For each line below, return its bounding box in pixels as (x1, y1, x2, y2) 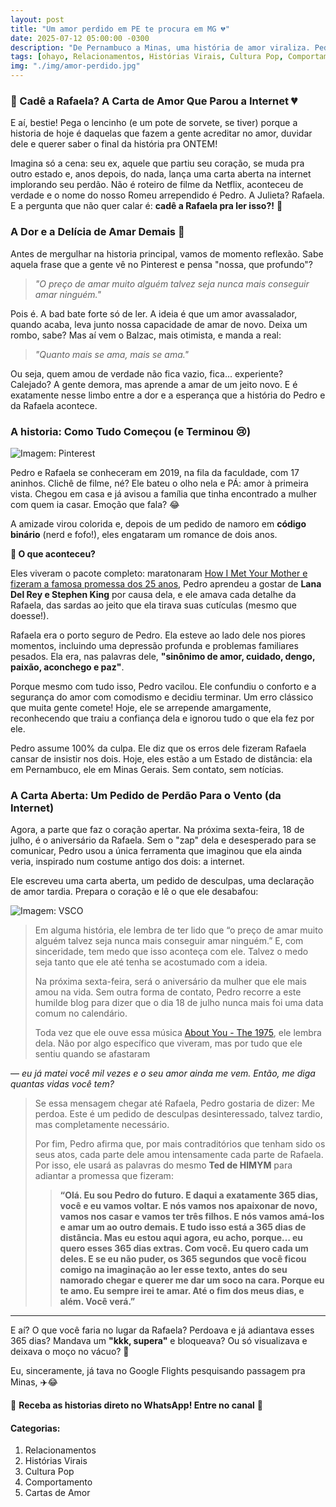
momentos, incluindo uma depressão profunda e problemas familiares (10, 639, 299, 651)
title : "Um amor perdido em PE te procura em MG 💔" (10, 24, 230, 34)
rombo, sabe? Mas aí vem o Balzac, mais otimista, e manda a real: (10, 329, 282, 341)
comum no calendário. (34, 1007, 128, 1020)
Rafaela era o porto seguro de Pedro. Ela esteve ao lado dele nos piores (10, 629, 306, 641)
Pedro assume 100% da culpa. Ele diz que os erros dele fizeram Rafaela (10, 742, 307, 754)
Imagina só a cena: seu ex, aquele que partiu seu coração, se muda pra (10, 157, 305, 170)
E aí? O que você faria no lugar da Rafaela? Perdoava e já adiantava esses (10, 1324, 315, 1336)
